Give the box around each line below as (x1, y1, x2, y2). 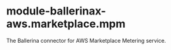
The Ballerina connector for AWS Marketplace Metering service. (6, 37, 166, 44)
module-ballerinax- (6, 4, 106, 18)
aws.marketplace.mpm (6, 17, 126, 31)
